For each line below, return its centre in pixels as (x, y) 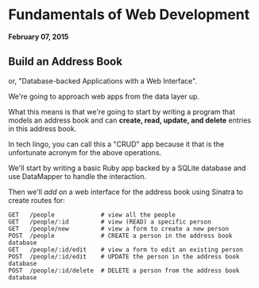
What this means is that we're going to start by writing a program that (122, 111)
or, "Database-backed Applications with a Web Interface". (102, 80)
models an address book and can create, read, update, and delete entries (130, 120)
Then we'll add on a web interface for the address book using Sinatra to (126, 192)
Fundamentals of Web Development (129, 15)
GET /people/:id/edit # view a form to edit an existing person (126, 249)
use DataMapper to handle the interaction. (77, 176)
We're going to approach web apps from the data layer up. (104, 96)
